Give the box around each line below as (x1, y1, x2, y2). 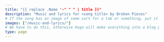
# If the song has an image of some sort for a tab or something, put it (5, 16, 159, 21)
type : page (5, 29, 27, 34)
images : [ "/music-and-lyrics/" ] (5, 20, 71, 26)
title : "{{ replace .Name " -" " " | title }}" (5, 7, 102, 12)
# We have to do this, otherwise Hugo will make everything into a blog (5, 25, 156, 30)
